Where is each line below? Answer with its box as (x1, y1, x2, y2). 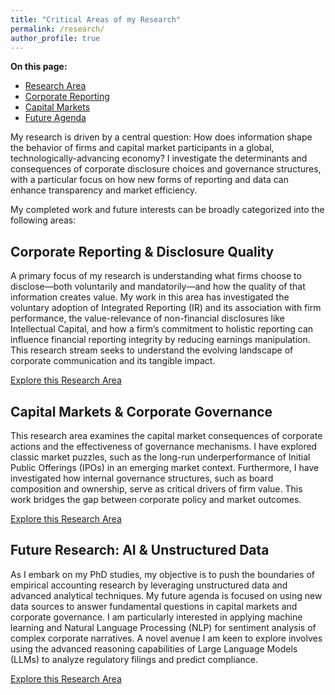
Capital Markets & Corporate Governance (10, 403, 273, 420)
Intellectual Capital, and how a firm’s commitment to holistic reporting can (10, 323, 314, 335)
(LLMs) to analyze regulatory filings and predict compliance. (10, 653, 258, 665)
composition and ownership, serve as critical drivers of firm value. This (10, 483, 303, 495)
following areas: (10, 214, 77, 226)
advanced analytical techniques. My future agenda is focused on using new (10, 589, 323, 601)
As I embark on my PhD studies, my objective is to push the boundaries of (10, 568, 316, 580)
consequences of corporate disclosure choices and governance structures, (10, 163, 322, 175)
